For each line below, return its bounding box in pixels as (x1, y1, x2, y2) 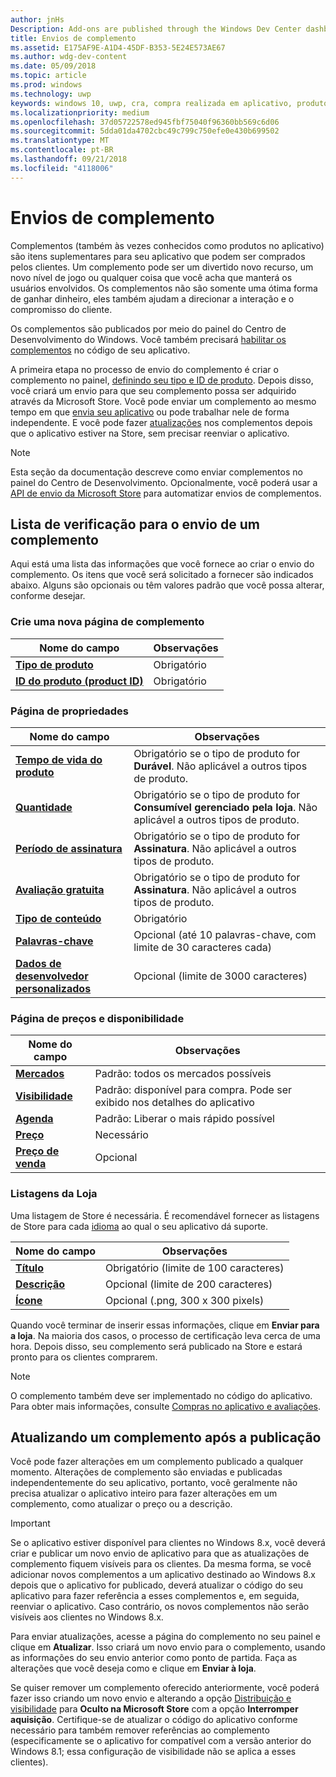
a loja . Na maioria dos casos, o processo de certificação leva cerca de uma (10, 1329, 321, 1341)
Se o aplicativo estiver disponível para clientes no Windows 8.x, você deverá (10, 1537, 326, 1549)
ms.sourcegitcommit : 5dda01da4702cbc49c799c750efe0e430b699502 (10, 126, 280, 136)
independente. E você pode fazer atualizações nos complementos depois (10, 416, 313, 428)
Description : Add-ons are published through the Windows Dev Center (10, 24, 302, 34)
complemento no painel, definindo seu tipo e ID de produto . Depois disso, (10, 374, 314, 386)
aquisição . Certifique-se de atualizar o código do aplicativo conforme (10, 1714, 298, 1726)
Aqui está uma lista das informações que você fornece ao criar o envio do (10, 558, 315, 570)
